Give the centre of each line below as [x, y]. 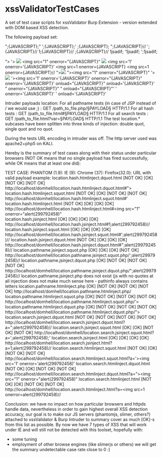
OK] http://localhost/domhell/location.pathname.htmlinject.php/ [68, 291]
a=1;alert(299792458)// [28, 348]
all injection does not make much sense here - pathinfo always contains [76, 281]
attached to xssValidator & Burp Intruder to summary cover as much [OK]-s [80, 419]
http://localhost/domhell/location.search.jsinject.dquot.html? [65, 322]
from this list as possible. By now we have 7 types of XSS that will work [76, 424]
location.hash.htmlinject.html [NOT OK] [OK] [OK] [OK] [60, 203]
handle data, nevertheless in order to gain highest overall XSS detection [76, 409]
